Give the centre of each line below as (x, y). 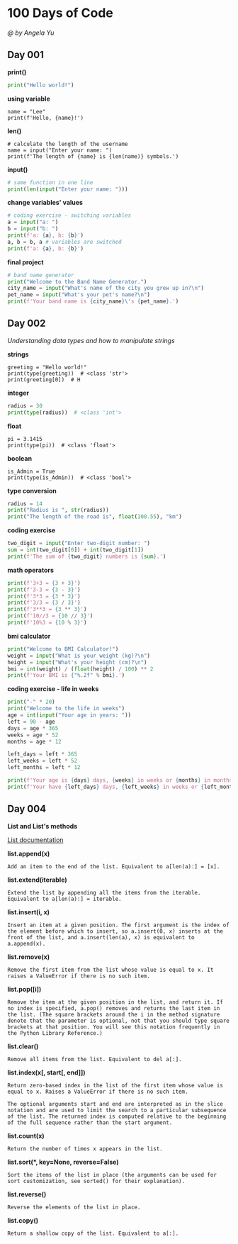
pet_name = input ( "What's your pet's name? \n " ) (79, 295)
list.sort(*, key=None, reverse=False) (63, 1162)
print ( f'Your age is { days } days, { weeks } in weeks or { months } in (109, 780)
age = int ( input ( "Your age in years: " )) (69, 715)
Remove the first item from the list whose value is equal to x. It (110, 970)
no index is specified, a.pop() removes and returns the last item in (114, 1008)
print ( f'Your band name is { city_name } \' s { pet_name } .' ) (93, 302)
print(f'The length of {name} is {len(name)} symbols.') (93, 156)
